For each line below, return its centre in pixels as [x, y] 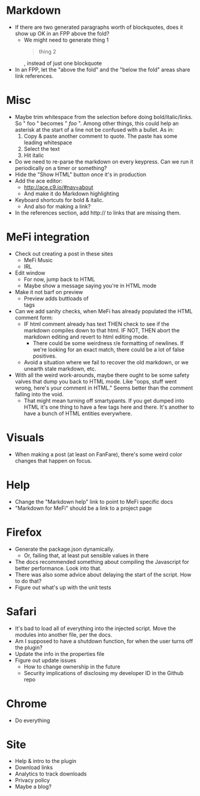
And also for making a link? [57, 206]
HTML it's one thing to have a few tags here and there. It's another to [109, 407]
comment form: [34, 317]
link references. [34, 76]
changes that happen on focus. [53, 461]
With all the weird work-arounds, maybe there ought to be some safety [102, 375]
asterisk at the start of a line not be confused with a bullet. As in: [94, 129]
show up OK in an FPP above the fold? [62, 33]
